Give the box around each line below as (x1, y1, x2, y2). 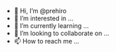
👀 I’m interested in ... (13, 14, 74, 22)
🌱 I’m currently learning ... (13, 22, 89, 30)
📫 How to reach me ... (13, 37, 79, 45)
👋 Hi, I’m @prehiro (13, 7, 67, 15)
